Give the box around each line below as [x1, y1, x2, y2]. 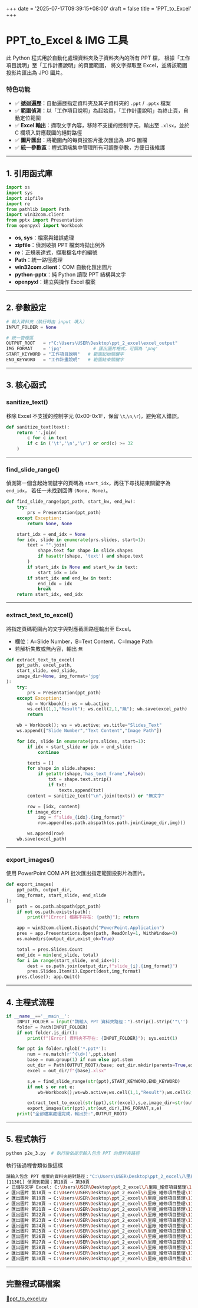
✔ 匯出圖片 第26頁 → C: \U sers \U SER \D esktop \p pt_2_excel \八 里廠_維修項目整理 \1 [6, 1234, 191, 1240]
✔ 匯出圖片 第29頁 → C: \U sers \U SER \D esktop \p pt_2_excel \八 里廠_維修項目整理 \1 [6, 1250, 191, 1256]
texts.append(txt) [58, 787, 104, 793]
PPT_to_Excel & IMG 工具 [6, 34, 128, 47]
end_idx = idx [37, 581, 72, 587]
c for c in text [27, 435, 67, 441]
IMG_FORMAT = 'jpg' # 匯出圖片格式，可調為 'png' [6, 346, 159, 352]
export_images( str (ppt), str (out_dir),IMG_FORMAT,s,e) [27, 1105, 162, 1112]
